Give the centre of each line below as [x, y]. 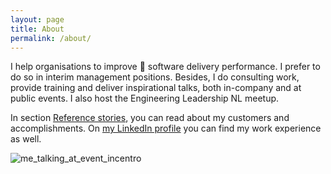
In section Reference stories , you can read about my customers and [150, 118]
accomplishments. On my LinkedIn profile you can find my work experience [166, 128]
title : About [37, 29]
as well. [26, 139]
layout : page [37, 19]
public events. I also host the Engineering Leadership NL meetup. [145, 98]
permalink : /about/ [51, 38]
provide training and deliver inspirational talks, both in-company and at [156, 88]
